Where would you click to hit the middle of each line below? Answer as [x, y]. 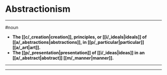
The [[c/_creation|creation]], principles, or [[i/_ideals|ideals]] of [80, 37]
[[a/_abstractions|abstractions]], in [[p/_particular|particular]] [78, 42]
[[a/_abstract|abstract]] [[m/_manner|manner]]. [63, 58]
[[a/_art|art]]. [26, 47]
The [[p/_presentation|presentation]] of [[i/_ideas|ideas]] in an [79, 52]
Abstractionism [38, 9]
